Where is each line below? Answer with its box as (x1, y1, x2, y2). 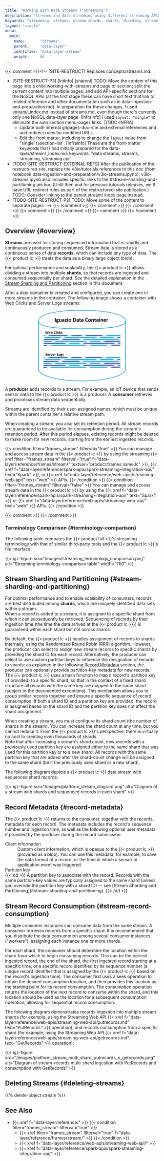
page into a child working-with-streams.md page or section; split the (12, 83, 150, 89)
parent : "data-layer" (14, 44, 67, 49)
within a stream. (5, 606, 38, 612)
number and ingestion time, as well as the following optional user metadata (5, 826, 156, 832)
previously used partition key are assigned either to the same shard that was (5, 744, 159, 750)
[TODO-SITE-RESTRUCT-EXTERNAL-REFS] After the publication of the (12, 161, 155, 167)
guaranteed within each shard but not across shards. (5, 627, 111, 633)
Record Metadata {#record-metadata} (5, 803, 123, 811)
